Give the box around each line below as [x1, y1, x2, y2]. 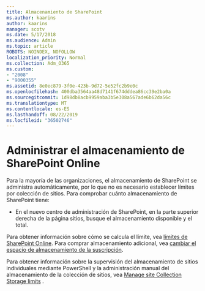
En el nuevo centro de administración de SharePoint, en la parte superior [15, 208, 199, 216]
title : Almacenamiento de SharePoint [6, 9, 103, 15]
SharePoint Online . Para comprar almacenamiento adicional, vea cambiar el [6, 240, 196, 247]
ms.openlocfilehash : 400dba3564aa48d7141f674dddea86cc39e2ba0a [6, 89, 171, 95]
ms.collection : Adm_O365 [6, 60, 70, 66]
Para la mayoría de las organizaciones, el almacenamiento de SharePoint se [6, 177, 197, 184]
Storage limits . [6, 278, 44, 285]
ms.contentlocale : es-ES [6, 105, 70, 112]
